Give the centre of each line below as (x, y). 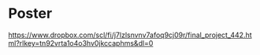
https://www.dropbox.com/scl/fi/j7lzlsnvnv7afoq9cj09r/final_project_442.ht (130, 35)
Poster (30, 14)
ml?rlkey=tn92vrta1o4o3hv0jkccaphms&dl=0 (81, 43)
